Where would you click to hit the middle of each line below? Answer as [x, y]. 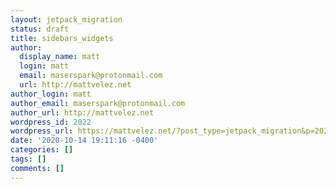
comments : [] [37, 168]
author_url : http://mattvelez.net [82, 112]
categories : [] [42, 150]
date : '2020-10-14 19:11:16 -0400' [84, 141]
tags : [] [28, 159]
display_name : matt [60, 57]
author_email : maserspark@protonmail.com [98, 103]
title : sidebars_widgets [62, 38]
